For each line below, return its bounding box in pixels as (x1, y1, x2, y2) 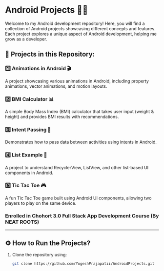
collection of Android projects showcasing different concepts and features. (5, 25, 156, 31)
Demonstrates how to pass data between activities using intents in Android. (5, 139, 157, 145)
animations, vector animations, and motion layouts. (5, 83, 107, 89)
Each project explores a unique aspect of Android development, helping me (5, 31, 157, 37)
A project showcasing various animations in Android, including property (5, 78, 149, 84)
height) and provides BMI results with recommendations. (5, 114, 119, 119)
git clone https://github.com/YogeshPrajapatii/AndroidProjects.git (12, 261, 155, 266)
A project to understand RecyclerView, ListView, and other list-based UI (5, 164, 149, 170)
